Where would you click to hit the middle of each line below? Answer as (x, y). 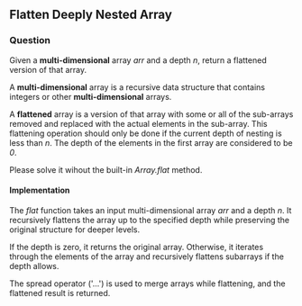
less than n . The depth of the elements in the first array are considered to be (151, 142)
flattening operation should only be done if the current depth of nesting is (146, 133)
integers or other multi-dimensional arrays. (91, 96)
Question (30, 40)
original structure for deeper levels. (75, 229)
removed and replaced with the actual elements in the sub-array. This (138, 123)
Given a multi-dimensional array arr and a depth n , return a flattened (138, 60)
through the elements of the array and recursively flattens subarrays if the (146, 256)
